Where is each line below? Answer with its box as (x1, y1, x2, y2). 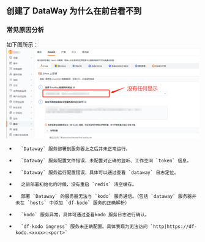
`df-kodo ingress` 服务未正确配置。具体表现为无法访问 (21, 224, 148, 230)
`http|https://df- (150, 224, 197, 230)
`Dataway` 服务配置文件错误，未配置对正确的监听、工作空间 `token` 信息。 (21, 158, 192, 164)
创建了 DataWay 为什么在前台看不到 (6, 6, 142, 17)
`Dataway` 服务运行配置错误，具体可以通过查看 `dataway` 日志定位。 (21, 170, 179, 176)
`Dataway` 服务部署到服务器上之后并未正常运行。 (21, 146, 130, 152)
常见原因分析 (6, 26, 45, 34)
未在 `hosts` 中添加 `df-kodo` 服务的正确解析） (15, 200, 130, 206)
